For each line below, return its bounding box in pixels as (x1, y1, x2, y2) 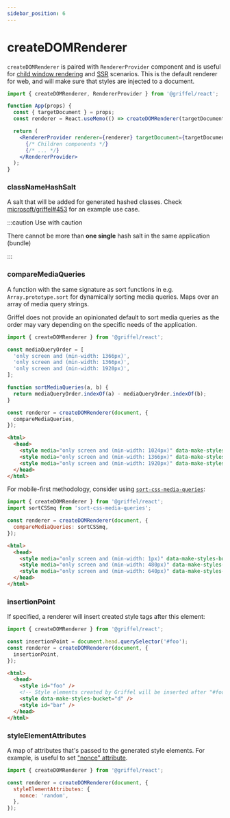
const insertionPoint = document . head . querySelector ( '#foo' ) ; (7, 638, 188, 646)
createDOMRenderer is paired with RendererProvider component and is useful (7, 63, 221, 71)
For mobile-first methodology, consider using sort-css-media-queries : (7, 485, 205, 493)
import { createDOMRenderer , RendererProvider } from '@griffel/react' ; (7, 90, 219, 97)
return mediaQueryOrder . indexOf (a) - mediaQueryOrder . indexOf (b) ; (13, 390, 207, 397)
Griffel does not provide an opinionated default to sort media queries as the (7, 313, 220, 321)
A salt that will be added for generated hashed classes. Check (7, 198, 183, 206)
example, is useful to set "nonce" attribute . (7, 753, 128, 762)
